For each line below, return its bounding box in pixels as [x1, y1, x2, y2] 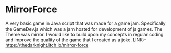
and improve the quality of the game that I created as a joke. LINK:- [5, 37, 146, 43]
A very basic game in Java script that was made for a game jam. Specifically [5, 20, 166, 26]
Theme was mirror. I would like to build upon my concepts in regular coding [5, 31, 164, 37]
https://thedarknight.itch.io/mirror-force [5, 42, 89, 48]
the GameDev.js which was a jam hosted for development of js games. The [5, 25, 163, 32]
